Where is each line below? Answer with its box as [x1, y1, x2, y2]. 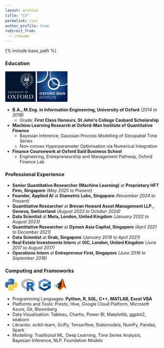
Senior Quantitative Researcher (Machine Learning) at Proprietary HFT [12, 182, 159, 188]
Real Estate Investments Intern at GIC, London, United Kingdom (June [12, 239, 157, 245]
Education [5, 60, 30, 67]
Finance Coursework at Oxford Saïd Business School [12, 148, 122, 154]
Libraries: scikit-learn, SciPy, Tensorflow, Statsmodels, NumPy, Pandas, [12, 322, 157, 327]
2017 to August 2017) [12, 245, 55, 251]
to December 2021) [12, 229, 51, 235]
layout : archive [5, 8, 38, 13]
